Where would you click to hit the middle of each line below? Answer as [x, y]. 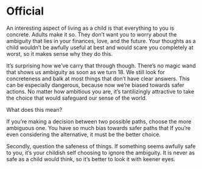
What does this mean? [34, 109]
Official [25, 11]
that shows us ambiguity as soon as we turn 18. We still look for [86, 72]
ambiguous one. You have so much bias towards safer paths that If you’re [99, 128]
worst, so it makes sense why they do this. [60, 53]
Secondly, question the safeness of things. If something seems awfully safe [101, 146]
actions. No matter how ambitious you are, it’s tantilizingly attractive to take [100, 91]
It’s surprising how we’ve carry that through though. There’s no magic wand [101, 66]
